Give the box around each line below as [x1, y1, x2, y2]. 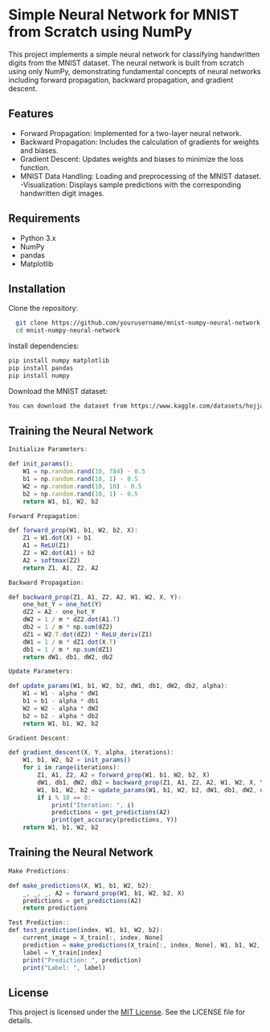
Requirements [8, 212, 80, 226]
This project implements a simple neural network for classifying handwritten [8, 49, 260, 59]
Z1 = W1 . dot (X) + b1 [22, 534, 92, 542]
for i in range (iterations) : [22, 764, 121, 772]
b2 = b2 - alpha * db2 [22, 711, 99, 720]
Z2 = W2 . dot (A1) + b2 [22, 549, 95, 557]
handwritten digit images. [19, 188, 104, 198]
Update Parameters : [8, 667, 74, 676]
